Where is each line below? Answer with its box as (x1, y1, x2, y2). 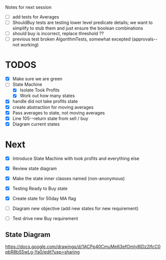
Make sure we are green (12, 76, 63, 82)
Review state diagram (12, 165, 57, 171)
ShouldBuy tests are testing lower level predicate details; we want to (12, 19, 153, 25)
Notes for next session (5, 4, 52, 10)
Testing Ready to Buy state (12, 185, 68, 191)
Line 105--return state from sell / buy (12, 115, 89, 121)
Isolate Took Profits (19, 87, 60, 93)
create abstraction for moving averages (12, 104, 94, 110)
